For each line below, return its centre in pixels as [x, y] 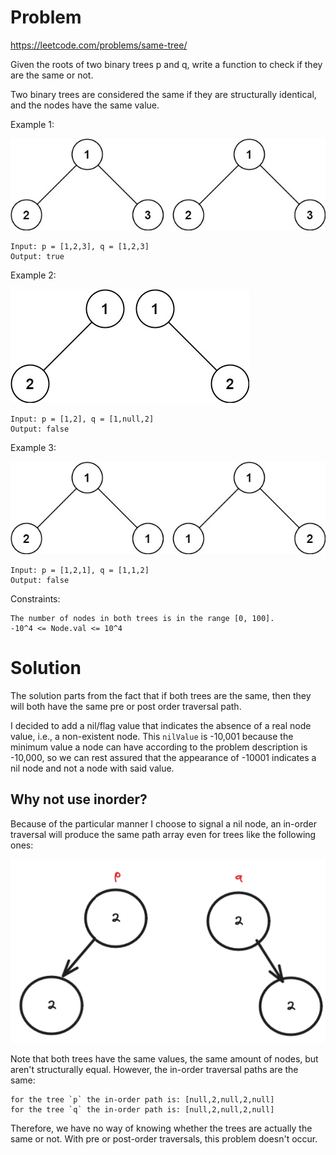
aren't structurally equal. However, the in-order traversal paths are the [154, 1070]
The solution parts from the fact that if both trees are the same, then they [161, 695]
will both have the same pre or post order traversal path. [126, 706]
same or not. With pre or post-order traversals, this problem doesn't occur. [164, 1139]
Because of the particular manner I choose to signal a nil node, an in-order [163, 823]
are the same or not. [52, 75]
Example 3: [33, 448]
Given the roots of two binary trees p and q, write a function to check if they [166, 64]
